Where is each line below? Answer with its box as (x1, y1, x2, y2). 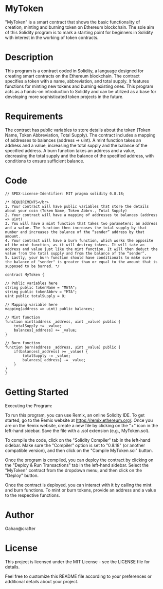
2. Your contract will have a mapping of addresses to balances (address (5, 213, 158, 217)
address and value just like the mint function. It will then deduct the (5, 247, 158, 252)
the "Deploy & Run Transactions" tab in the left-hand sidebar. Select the (5, 462, 149, 468)
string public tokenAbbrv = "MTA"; (5, 289, 77, 294)
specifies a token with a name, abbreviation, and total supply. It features (5, 78, 149, 84)
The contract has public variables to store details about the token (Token (5, 127, 151, 133)
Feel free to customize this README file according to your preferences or (5, 573, 152, 579)
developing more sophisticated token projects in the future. (5, 94, 124, 99)
